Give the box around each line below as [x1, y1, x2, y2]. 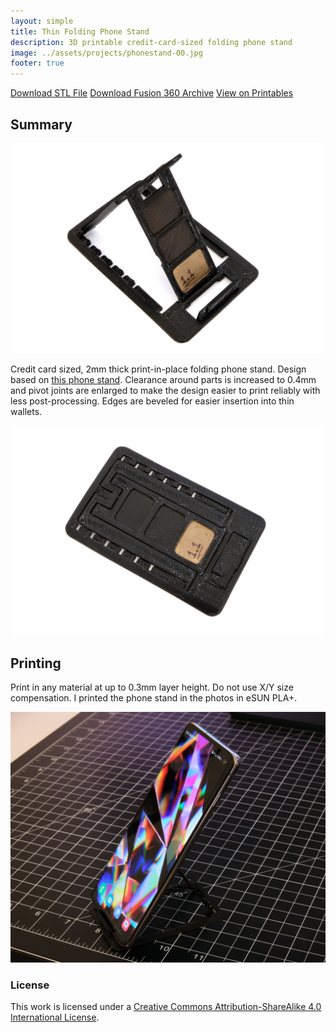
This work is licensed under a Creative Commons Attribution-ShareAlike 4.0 [10, 1001, 322, 1013]
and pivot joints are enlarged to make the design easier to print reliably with [10, 384, 321, 396]
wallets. [10, 405, 43, 417]
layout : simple [10, 16, 74, 26]
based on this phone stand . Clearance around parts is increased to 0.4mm [10, 373, 317, 385]
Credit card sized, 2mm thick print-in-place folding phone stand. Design [10, 363, 307, 375]
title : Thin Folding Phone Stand [10, 26, 150, 37]
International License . [10, 1011, 100, 1024]
